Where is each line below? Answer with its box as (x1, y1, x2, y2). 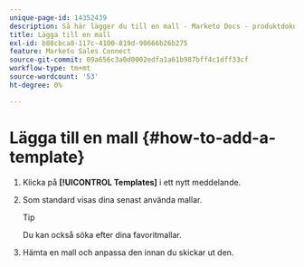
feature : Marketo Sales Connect (9, 47, 131, 56)
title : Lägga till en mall (9, 30, 111, 39)
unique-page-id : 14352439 (9, 13, 107, 23)
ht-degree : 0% (9, 81, 63, 90)
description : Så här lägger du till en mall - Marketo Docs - (9, 22, 249, 31)
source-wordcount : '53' (9, 72, 100, 81)
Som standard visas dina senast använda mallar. (22, 194, 203, 205)
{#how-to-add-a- (141, 128, 277, 148)
